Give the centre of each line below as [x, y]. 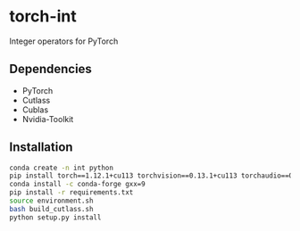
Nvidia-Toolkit [48, 119]
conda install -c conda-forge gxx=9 [77, 185]
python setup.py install [55, 217]
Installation [41, 148]
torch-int [43, 16]
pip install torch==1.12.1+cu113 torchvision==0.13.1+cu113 [124, 176]
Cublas [35, 110]
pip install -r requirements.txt [71, 193]
